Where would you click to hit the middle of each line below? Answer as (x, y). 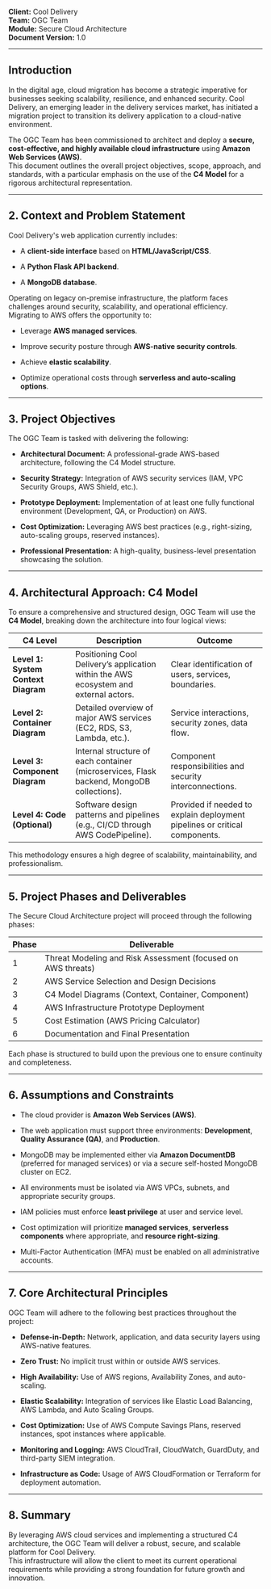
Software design (106, 805)
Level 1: (28, 659)
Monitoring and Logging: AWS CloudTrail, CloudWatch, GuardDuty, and (140, 1449)
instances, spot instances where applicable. (93, 1434)
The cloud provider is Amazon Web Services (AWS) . (108, 1115)
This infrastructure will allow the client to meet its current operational (123, 1560)
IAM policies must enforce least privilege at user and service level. (131, 1212)
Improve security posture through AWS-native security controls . (129, 346)
